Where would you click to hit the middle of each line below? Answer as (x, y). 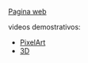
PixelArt (33, 42)
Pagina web (27, 12)
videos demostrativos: (44, 27)
